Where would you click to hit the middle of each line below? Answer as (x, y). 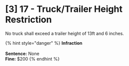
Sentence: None (22, 54)
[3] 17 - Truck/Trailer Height (64, 9)
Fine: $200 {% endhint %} (32, 59)
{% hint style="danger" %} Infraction (44, 43)
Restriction (28, 20)
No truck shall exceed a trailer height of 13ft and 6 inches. (64, 33)
